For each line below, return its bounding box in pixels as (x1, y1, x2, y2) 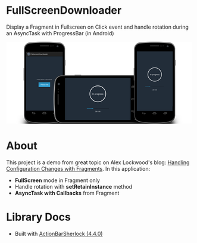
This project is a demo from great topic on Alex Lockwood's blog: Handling (6, 159, 190, 166)
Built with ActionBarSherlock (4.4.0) (14, 230, 103, 237)
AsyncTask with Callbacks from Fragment (14, 189, 120, 196)
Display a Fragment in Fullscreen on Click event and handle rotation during (6, 23, 189, 30)
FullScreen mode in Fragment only (14, 177, 100, 184)
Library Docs (6, 210, 71, 224)
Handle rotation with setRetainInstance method (14, 183, 133, 190)
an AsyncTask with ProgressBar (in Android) (6, 29, 114, 36)
